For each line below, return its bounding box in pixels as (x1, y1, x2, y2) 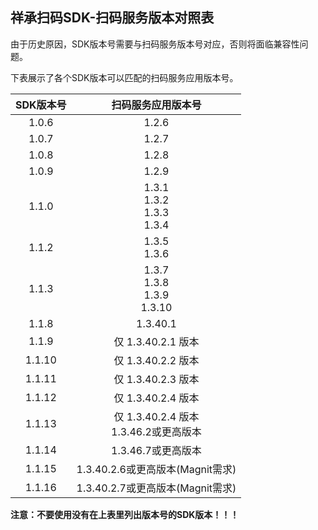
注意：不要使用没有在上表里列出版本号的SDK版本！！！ (10, 508, 240, 520)
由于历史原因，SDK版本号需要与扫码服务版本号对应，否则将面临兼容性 (10, 38, 300, 50)
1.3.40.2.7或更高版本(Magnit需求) (76, 481, 237, 495)
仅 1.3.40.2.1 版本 (113, 334, 200, 348)
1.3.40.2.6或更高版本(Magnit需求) (76, 462, 237, 476)
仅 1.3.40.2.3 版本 (113, 372, 200, 386)
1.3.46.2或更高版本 (111, 424, 202, 438)
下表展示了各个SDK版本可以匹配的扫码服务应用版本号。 (10, 71, 239, 83)
